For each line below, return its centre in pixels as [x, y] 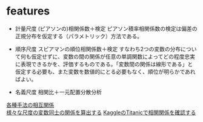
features [28, 11]
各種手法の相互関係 [30, 104]
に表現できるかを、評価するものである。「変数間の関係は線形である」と [104, 64]
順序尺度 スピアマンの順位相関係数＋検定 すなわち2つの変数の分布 [98, 49]
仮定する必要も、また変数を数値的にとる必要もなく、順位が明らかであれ [105, 71]
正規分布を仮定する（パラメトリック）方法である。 [79, 36]
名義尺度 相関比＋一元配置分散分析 [58, 92]
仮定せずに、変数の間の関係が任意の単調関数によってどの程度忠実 [113, 56]
